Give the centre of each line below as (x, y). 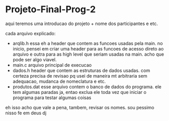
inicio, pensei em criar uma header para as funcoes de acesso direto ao (88, 49)
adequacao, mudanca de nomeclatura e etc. (59, 81)
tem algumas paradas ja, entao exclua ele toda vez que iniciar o (79, 92)
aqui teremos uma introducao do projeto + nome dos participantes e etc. (82, 23)
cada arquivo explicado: (31, 33)
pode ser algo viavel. (35, 59)
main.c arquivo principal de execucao (52, 65)
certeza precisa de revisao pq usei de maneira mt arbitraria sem (80, 76)
